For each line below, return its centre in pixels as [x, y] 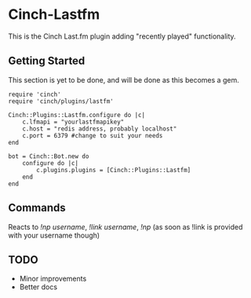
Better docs [38, 287]
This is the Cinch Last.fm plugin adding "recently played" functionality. [122, 36]
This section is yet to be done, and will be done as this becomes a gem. [124, 79]
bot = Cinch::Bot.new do [49, 156]
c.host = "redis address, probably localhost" [100, 129]
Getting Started [47, 61]
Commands [37, 208]
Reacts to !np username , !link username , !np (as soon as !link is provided [125, 226]
